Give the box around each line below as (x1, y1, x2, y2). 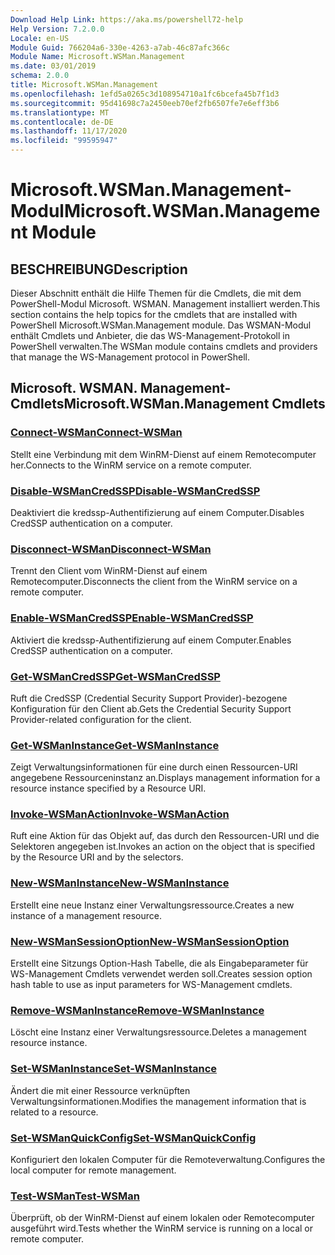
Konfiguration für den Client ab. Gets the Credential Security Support (10, 702, 292, 715)
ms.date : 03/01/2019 (10, 61, 97, 71)
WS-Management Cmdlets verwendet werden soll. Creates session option (10, 968, 313, 980)
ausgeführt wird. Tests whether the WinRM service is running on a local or (10, 1222, 314, 1235)
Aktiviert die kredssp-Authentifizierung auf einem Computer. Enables (10, 634, 292, 646)
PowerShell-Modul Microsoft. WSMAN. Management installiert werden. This (10, 298, 321, 310)
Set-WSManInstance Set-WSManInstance (10, 1062, 218, 1076)
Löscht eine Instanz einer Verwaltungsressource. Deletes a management (10, 1026, 307, 1038)
